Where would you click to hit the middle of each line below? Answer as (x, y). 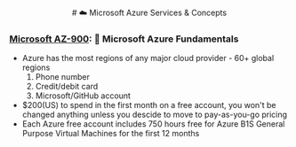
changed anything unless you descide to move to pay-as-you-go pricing (154, 115)
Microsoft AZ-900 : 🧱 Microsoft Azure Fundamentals (124, 39)
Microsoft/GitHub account (83, 96)
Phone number (63, 77)
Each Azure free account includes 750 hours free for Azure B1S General (153, 124)
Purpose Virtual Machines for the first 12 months (111, 134)
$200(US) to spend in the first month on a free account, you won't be (149, 105)
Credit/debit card (67, 87)
